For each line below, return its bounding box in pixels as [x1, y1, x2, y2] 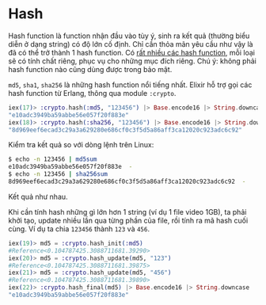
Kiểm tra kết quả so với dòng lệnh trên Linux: [8, 140, 154, 150]
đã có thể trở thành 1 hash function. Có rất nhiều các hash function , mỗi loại [8, 48, 256, 57]
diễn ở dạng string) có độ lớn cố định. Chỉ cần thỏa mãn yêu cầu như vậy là [8, 39, 253, 48]
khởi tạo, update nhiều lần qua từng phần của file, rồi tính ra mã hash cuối [8, 215, 249, 225]
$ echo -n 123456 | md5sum [8, 155, 97, 163]
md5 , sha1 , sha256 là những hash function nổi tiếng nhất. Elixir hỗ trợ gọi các [8, 80, 253, 90]
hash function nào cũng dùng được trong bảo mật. [8, 64, 173, 74]
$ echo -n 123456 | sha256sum [8, 170, 108, 178]
